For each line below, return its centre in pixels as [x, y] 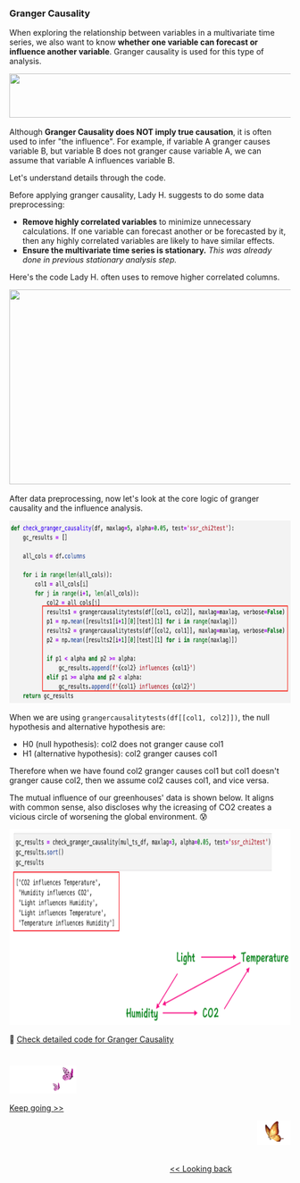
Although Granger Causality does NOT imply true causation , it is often [141, 132]
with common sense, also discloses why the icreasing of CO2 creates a [141, 807]
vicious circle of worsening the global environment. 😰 [108, 817]
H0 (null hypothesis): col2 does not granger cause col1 [123, 745]
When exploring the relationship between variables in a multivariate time [142, 33]
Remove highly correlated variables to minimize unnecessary [137, 222]
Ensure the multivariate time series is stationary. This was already [147, 250]
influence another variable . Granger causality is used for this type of [137, 52]
